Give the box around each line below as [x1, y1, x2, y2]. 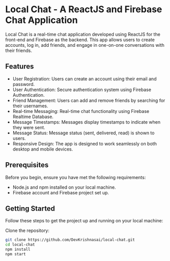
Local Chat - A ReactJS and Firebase [5, 4, 162, 15]
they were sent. [12, 124, 46, 130]
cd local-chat [5, 242, 36, 247]
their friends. [5, 47, 32, 53]
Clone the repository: [5, 227, 50, 234]
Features [5, 62, 34, 71]
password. [12, 81, 35, 87]
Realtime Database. [12, 113, 54, 120]
